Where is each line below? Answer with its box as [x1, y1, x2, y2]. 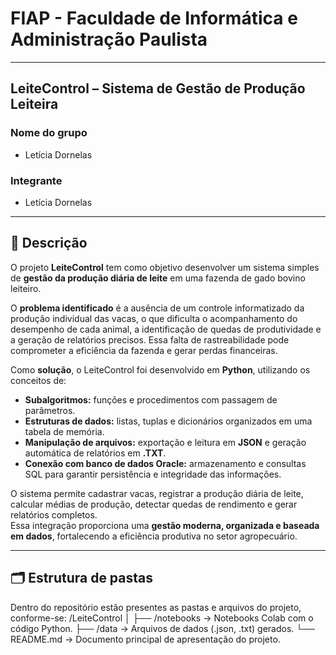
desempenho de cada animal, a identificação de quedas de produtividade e [10, 323, 322, 335]
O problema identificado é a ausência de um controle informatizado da [10, 302, 305, 314]
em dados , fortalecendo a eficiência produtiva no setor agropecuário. [10, 530, 298, 542]
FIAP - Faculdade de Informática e [10, 7, 298, 30]
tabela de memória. [24, 425, 105, 437]
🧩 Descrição [10, 235, 88, 252]
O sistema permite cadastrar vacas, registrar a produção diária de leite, [10, 487, 304, 499]
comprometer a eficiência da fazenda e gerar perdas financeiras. [10, 344, 278, 356]
